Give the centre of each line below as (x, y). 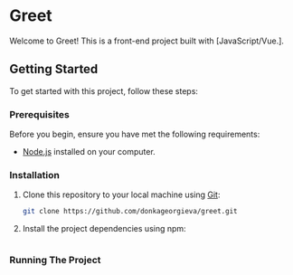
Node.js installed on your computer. (89, 152)
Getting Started (54, 69)
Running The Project (55, 261)
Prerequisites (39, 114)
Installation (35, 175)
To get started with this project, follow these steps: (104, 90)
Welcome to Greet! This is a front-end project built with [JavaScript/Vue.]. (147, 41)
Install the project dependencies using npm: (104, 229)
